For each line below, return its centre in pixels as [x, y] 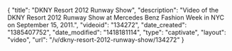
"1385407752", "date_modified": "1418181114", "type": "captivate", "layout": [117, 32]
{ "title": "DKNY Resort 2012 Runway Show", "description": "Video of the [113, 10]
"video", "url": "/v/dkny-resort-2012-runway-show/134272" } [96, 40]
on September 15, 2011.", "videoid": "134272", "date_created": [97, 25]
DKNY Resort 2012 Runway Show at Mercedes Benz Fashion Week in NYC [116, 17]
